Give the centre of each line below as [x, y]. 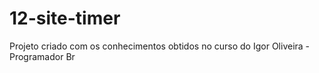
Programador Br [42, 56]
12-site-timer [65, 18]
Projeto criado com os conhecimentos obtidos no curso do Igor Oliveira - [160, 46]
